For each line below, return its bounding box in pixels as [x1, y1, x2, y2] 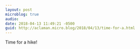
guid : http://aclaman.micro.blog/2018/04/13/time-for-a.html [5, 26, 135, 31]
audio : [5, 16, 19, 21]
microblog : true [5, 12, 39, 17]
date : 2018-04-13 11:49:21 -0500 [5, 21, 75, 26]
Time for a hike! [5, 39, 37, 45]
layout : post [5, 7, 32, 12]
